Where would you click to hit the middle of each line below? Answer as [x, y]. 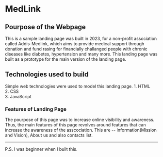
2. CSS [12, 91]
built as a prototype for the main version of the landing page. [66, 59]
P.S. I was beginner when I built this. [41, 149]
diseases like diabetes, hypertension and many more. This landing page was [81, 54]
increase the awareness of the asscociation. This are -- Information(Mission [81, 130]
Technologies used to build [47, 75]
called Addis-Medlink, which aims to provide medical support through [75, 44]
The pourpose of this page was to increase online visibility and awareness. [80, 120]
